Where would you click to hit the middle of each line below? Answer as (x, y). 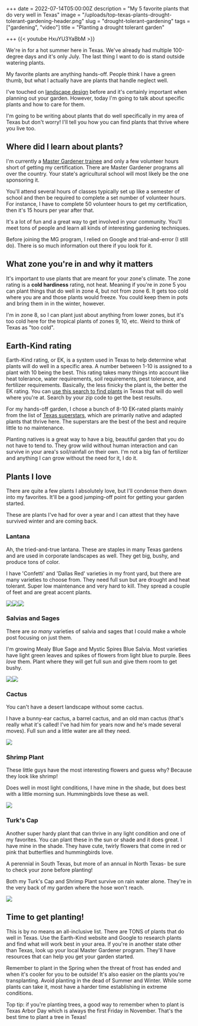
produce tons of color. (33, 562)
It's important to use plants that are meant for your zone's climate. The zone (98, 278)
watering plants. (26, 63)
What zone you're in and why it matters (80, 264)
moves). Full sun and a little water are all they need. (68, 731)
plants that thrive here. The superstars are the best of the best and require (96, 422)
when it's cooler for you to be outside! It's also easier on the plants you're (95, 974)
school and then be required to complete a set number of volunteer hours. (96, 198)
